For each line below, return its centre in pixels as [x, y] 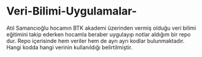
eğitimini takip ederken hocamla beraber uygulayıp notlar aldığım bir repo [99, 34]
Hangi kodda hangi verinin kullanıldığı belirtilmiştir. [69, 47]
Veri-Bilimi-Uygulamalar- [72, 11]
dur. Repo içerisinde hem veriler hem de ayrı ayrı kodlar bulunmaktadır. [95, 41]
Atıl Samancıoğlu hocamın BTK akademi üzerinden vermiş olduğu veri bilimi [101, 28]
